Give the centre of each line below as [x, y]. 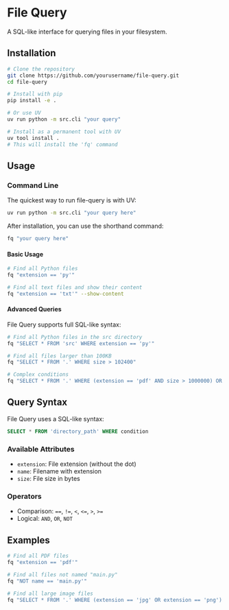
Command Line [33, 185]
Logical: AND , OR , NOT [45, 519]
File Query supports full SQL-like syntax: [64, 325]
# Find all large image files [50, 594]
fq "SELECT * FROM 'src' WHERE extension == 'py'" [81, 343]
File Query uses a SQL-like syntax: [56, 419]
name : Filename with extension [59, 471]
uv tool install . [33, 138]
